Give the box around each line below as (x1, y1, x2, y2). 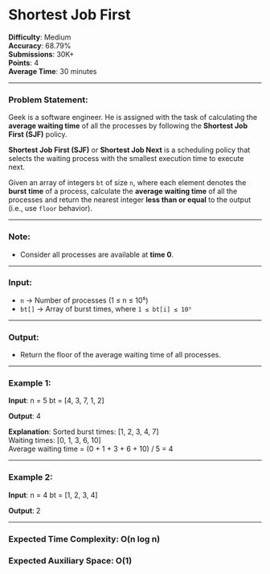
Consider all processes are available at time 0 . (19, 250, 174, 259)
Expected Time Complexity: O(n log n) (8, 533, 161, 544)
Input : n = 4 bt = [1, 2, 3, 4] (8, 489, 98, 500)
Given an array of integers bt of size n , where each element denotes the (8, 178, 247, 188)
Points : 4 (8, 58, 39, 68)
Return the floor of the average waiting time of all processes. (19, 350, 221, 360)
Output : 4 (8, 411, 42, 421)
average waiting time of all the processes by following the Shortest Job (8, 121, 248, 130)
